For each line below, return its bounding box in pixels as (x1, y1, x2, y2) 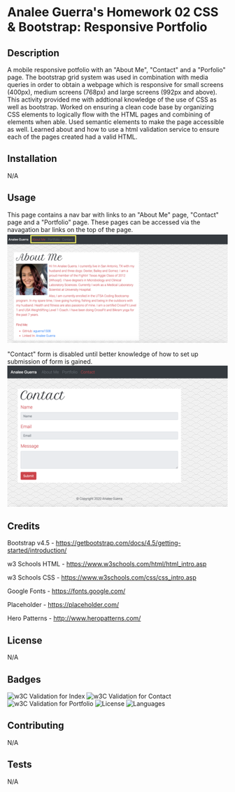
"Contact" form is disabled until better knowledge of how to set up (7, 350, 199, 358)
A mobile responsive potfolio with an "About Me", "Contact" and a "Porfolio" (7, 66, 226, 74)
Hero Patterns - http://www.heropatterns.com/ (7, 614, 141, 622)
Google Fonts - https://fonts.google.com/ (7, 587, 126, 596)
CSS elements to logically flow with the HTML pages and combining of (7, 110, 211, 118)
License (7, 634, 43, 646)
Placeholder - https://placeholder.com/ (7, 601, 120, 609)
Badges (7, 674, 41, 685)
